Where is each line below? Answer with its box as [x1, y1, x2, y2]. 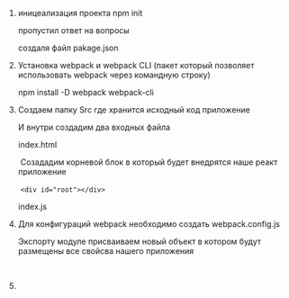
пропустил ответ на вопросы [17, 25, 131, 35]
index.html [17, 140, 58, 149]
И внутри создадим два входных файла [17, 122, 171, 132]
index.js [17, 202, 48, 212]
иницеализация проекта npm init [17, 8, 143, 18]
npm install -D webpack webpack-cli [17, 87, 155, 97]
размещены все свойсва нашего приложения [17, 246, 194, 256]
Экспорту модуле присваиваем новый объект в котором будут [17, 236, 262, 247]
